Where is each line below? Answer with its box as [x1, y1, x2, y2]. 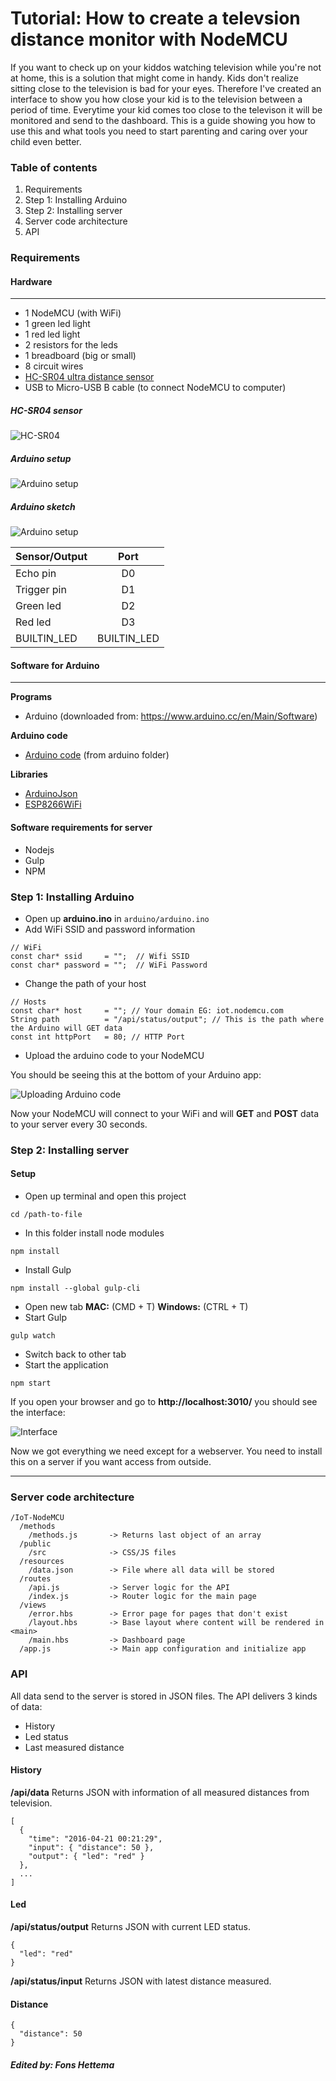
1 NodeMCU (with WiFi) [24, 307, 122, 319]
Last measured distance [24, 1741, 125, 1753]
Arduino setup [10, 452, 72, 464]
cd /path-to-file [10, 1210, 83, 1220]
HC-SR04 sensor [10, 404, 83, 416]
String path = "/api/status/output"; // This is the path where [10, 1014, 325, 1024]
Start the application [24, 1359, 109, 1371]
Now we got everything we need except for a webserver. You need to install [10, 1445, 323, 1457]
